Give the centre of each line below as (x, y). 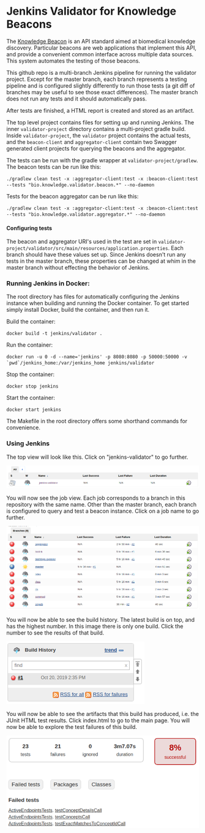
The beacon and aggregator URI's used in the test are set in (82, 242)
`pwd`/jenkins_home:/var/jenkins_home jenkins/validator (80, 363)
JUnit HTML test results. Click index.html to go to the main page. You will (98, 720)
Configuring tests (29, 228)
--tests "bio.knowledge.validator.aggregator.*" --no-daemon (86, 214)
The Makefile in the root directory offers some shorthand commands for (97, 421)
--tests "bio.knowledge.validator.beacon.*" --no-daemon (80, 185)
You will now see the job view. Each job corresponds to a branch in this (96, 498)
